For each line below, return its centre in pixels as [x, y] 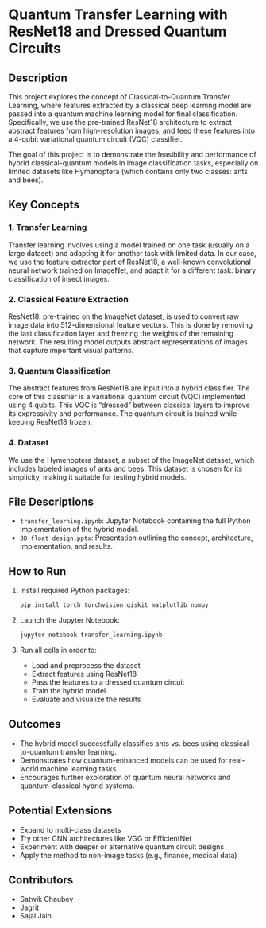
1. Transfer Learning [48, 227]
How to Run [37, 571]
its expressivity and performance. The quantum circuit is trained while [123, 414]
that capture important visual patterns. [71, 350]
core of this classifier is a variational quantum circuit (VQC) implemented [127, 397]
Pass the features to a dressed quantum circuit [108, 682]
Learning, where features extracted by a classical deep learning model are [130, 105]
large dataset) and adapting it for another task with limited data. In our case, [132, 253]
